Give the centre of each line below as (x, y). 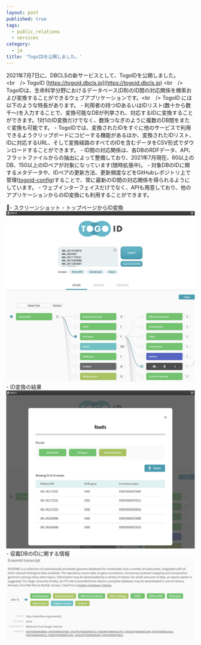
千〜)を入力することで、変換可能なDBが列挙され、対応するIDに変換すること (100, 112)
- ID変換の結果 (24, 387)
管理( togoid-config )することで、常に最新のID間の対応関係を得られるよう (96, 180)
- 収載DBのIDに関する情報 (38, 554)
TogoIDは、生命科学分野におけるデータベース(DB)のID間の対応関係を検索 (96, 90)
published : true (26, 19)
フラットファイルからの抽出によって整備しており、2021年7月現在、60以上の (100, 157)
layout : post (22, 13)
